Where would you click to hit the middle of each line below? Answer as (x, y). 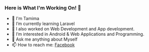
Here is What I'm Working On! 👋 (43, 8)
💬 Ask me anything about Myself (45, 39)
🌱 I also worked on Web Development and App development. (73, 29)
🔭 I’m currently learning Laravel (43, 24)
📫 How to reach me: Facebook (43, 45)
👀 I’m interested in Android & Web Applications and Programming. (78, 34)
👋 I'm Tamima (25, 19)
